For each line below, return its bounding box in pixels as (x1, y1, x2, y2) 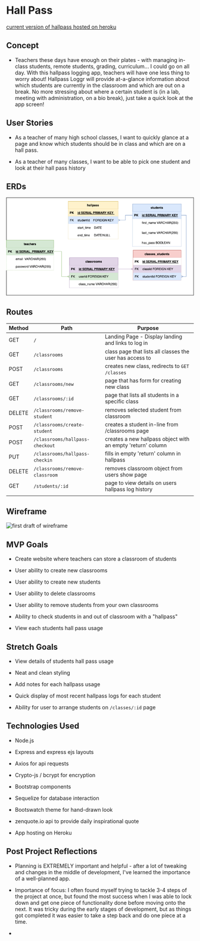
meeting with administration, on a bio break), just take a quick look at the (14, 94, 193, 101)
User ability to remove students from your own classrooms (14, 602, 159, 609)
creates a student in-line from (105, 420, 179, 428)
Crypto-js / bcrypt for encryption (14, 771, 96, 778)
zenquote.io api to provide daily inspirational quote (14, 817, 139, 825)
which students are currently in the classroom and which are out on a (14, 82, 185, 89)
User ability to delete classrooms (14, 590, 96, 597)
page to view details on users (105, 479, 177, 486)
